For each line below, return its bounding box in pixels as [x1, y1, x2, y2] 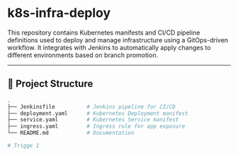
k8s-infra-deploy [7, 5, 111, 21]
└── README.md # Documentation [7, 129, 135, 137]
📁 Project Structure [7, 78, 93, 90]
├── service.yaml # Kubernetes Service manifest [7, 116, 179, 124]
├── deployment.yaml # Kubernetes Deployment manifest [7, 109, 189, 117]
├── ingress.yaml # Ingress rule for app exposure [7, 123, 186, 130]
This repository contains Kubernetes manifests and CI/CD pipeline [7, 28, 200, 37]
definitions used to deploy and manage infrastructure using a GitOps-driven [7, 35, 229, 44]
